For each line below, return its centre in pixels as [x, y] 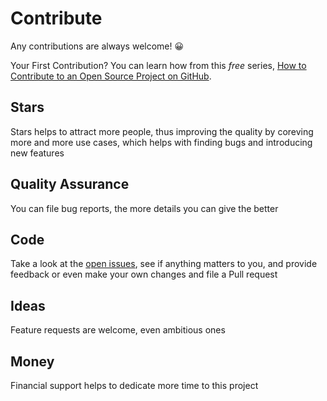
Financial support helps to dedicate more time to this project [134, 385]
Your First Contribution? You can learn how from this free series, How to [158, 65]
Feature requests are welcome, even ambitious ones [118, 330]
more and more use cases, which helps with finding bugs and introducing [161, 142]
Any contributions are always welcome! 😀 [97, 46]
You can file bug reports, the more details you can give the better [144, 208]
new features [37, 153]
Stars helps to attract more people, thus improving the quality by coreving [162, 131]
